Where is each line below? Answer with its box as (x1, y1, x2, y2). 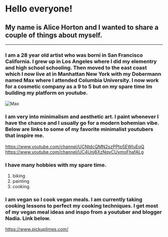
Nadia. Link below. (5, 214, 51, 221)
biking (12, 173, 25, 179)
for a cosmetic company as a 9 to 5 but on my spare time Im (5, 83, 152, 90)
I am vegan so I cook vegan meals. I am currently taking (5, 196, 142, 203)
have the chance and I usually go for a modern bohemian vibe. (5, 120, 159, 127)
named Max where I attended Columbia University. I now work (5, 76, 159, 83)
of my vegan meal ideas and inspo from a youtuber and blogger (5, 208, 162, 215)
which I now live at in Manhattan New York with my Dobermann (5, 70, 161, 77)
